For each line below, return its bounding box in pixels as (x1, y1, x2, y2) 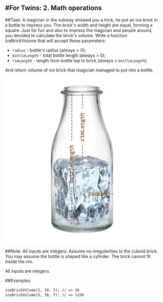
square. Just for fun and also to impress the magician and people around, (5, 27, 153, 33)
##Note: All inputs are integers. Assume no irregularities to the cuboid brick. (5, 248, 158, 254)
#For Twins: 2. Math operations (5, 4, 102, 12)
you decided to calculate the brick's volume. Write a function (5, 32, 128, 38)
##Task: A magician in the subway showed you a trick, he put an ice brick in (5, 17, 158, 23)
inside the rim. (5, 258, 34, 264)
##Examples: (5, 278, 32, 283)
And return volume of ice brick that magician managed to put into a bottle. (5, 67, 154, 73)
